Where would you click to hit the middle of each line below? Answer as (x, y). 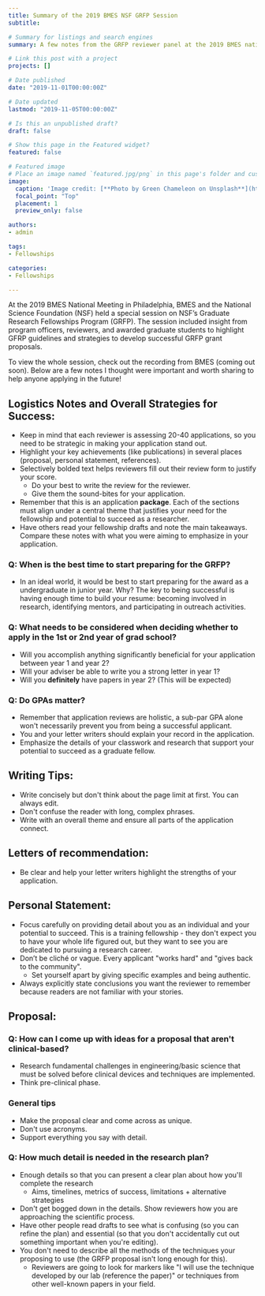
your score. (38, 477)
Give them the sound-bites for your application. (108, 494)
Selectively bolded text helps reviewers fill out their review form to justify (138, 469)
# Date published (37, 81)
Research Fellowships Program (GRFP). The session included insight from (128, 321)
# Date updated (33, 102)
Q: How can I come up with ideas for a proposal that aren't (121, 1039)
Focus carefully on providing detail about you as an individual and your (134, 924)
